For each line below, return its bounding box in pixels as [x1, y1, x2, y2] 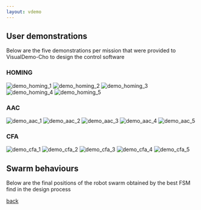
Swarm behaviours [6, 163, 79, 173]
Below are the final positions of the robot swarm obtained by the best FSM [6, 179, 191, 187]
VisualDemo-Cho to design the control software [6, 54, 125, 61]
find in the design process [6, 186, 71, 193]
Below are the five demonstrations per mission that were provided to [6, 47, 176, 54]
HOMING [6, 69, 33, 77]
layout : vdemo [6, 8, 42, 15]
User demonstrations [6, 31, 88, 42]
